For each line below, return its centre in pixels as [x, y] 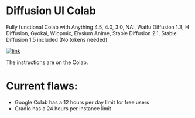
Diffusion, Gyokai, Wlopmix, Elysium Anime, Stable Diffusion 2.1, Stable [91, 33]
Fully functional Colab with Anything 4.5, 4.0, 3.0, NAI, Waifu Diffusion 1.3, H [97, 27]
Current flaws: [42, 86]
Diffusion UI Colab [51, 11]
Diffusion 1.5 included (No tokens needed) [57, 39]
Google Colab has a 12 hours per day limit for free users [82, 102]
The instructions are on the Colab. [47, 62]
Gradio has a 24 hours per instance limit [63, 108]
